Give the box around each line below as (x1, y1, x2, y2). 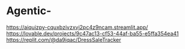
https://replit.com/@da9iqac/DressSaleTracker (6, 36, 121, 43)
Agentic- (6, 4, 52, 18)
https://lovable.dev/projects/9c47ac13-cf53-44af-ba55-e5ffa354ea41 (6, 30, 179, 37)
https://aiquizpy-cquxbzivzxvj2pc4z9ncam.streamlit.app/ (6, 24, 148, 31)
